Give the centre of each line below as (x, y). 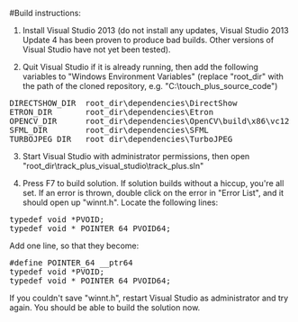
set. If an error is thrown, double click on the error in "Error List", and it (153, 193)
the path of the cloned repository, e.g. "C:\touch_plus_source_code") (150, 86)
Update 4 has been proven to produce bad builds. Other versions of (148, 40)
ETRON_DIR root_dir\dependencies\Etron (112, 112)
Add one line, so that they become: (74, 246)
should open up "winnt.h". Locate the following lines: (120, 202)
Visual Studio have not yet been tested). (96, 49)
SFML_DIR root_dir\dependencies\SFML (109, 130)
